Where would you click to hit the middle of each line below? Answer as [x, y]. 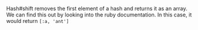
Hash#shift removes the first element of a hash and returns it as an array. [97, 9]
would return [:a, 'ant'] [38, 21]
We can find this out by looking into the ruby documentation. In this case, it [99, 15]
